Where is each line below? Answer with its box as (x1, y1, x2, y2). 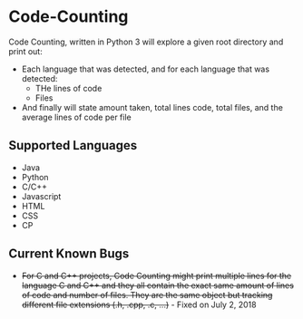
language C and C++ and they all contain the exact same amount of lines (21, 279, 294, 291)
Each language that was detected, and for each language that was (21, 63, 269, 74)
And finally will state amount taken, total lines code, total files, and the (21, 101, 283, 112)
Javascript (21, 190, 62, 201)
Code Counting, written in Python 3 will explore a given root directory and (8, 36, 284, 47)
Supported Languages (8, 138, 138, 153)
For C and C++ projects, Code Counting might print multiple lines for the (21, 270, 292, 281)
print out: (8, 45, 43, 56)
